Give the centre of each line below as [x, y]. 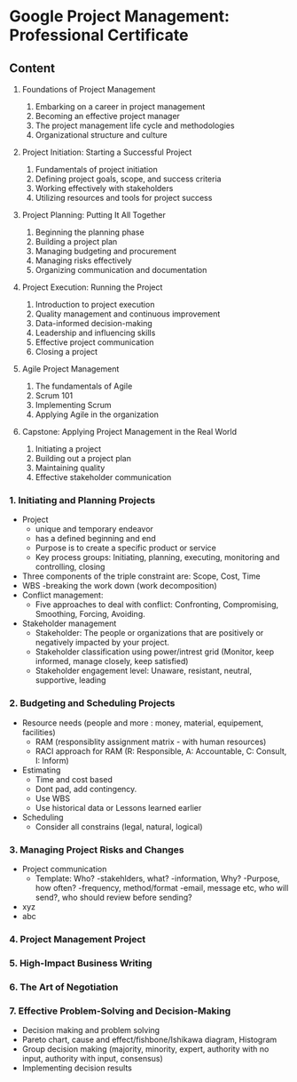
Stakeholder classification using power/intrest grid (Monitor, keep [155, 652]
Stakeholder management [69, 623]
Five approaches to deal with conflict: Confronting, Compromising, [157, 605]
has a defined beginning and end [96, 539]
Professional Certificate [99, 35]
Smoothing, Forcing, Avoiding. [90, 614]
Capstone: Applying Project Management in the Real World [129, 432]
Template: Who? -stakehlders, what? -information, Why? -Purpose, [158, 878]
